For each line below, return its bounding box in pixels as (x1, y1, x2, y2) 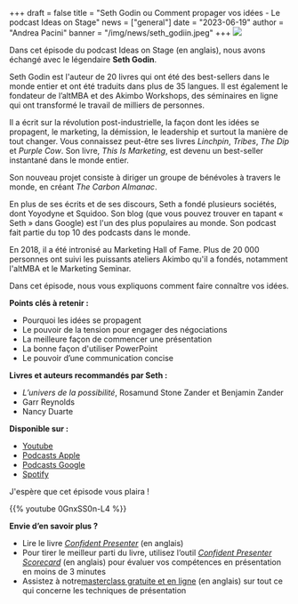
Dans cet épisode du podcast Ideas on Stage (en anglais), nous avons (9, 44, 266, 55)
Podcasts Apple (21, 450, 81, 461)
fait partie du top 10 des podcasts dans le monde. (9, 227, 191, 238)
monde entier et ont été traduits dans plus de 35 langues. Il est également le (9, 81, 288, 92)
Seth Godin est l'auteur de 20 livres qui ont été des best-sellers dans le (9, 71, 270, 82)
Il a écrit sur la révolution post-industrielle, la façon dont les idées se (9, 117, 260, 127)
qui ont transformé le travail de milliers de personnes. (9, 100, 205, 110)
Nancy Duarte (21, 407, 74, 416)
